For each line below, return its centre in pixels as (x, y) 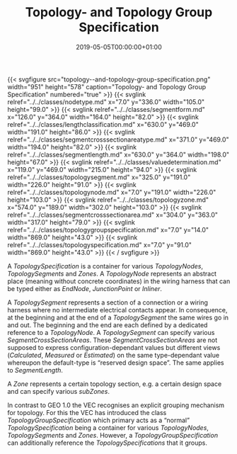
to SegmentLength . (35, 370)
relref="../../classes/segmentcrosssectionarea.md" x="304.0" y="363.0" (112, 215)
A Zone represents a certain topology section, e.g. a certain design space (115, 384)
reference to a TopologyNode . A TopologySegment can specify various (111, 332)
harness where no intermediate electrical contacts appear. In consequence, (117, 310)
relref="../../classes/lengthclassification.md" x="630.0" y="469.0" (103, 124)
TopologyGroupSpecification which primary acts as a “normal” (98, 420)
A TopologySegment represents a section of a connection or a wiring (108, 302)
